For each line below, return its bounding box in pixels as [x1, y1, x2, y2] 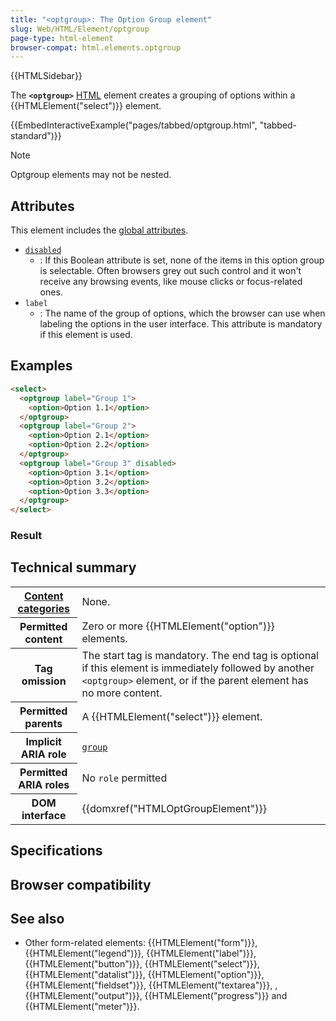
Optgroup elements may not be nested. [10, 169, 172, 181]
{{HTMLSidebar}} [10, 70, 83, 82]
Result [10, 529, 43, 543]
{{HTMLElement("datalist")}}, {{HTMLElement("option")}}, [24, 969, 265, 981]
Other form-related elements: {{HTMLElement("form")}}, [24, 937, 258, 949]
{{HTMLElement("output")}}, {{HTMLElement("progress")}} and [24, 990, 288, 1002]
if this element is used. [39, 329, 133, 341]
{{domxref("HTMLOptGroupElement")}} [81, 801, 267, 815]
